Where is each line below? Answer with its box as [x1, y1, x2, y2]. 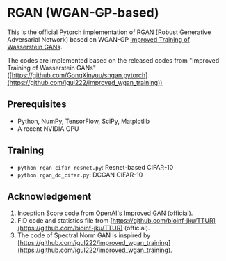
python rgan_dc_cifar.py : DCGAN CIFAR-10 [17, 171, 143, 179]
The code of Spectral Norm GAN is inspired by [17, 231, 151, 239]
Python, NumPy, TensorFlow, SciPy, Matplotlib [17, 117, 150, 125]
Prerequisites [7, 99, 67, 111]
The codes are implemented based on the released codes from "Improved [7, 56, 220, 64]
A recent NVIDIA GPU [17, 124, 79, 133]
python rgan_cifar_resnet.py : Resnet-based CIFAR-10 [17, 163, 174, 171]
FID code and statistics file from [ [17, 216, 113, 225]
